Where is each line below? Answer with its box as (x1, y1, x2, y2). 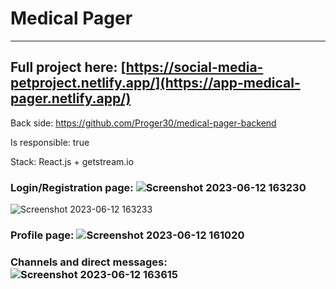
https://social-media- (125, 59, 264, 76)
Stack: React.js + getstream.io (10, 155, 135, 167)
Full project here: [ (10, 59, 127, 76)
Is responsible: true (10, 136, 90, 148)
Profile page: (10, 228, 75, 242)
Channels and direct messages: (10, 255, 168, 269)
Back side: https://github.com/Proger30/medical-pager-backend (10, 117, 277, 129)
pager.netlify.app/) (10, 90, 132, 107)
